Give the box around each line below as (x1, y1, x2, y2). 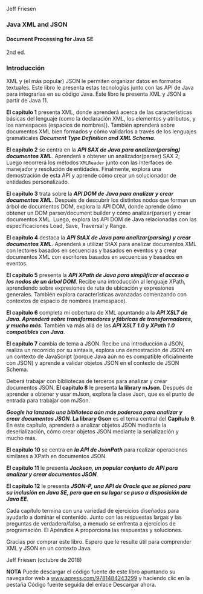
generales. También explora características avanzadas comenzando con (6, 291, 187, 298)
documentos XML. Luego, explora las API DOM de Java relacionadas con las (6, 216, 197, 223)
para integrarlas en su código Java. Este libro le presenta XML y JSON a (6, 90, 186, 98)
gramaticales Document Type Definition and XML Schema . (6, 135, 156, 142)
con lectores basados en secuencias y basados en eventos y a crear (6, 247, 177, 254)
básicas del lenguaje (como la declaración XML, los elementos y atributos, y (6, 115, 196, 122)
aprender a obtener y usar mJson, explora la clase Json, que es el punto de (6, 390, 195, 398)
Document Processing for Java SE (6, 35, 94, 42)
